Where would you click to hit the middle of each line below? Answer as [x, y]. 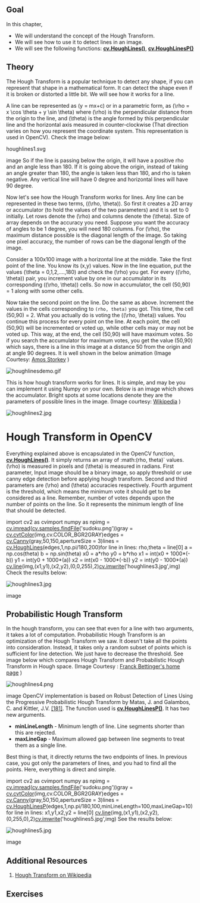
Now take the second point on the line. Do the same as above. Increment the [100, 302]
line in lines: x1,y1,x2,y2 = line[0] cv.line [63, 813]
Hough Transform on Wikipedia [53, 875]
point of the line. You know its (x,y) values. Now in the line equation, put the [99, 265]
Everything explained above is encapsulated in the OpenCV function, [90, 453]
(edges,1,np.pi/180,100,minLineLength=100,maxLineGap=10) [120, 807]
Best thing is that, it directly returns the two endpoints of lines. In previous [97, 757]
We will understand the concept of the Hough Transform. [85, 36]
